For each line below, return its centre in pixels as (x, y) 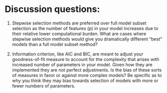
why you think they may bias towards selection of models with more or (85, 80)
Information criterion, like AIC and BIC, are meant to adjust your (78, 54)
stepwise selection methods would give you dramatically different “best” (87, 39)
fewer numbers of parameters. (44, 85)
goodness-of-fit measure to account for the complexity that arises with (86, 59)
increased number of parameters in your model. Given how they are (82, 64)
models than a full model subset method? (55, 44)
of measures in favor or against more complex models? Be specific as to (87, 75)
